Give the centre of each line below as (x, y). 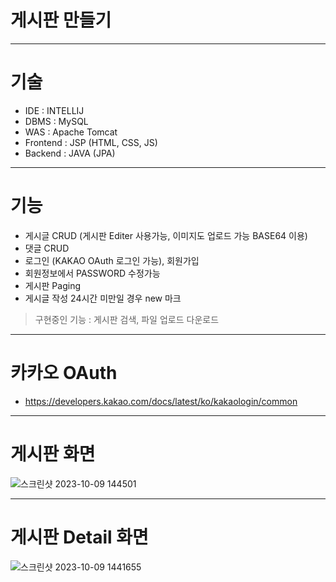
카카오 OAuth (64, 373)
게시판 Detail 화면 (79, 537)
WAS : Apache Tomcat (71, 132)
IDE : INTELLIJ (54, 110)
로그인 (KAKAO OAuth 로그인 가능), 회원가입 (112, 260)
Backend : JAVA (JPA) (70, 153)
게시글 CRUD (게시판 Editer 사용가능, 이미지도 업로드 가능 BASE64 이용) (166, 235)
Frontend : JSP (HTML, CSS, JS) (91, 142)
